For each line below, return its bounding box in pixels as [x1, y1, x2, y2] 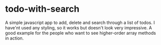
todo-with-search [5, 3, 80, 15]
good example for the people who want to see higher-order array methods [5, 30, 156, 36]
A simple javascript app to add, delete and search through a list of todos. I [5, 20, 155, 25]
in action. [5, 35, 24, 41]
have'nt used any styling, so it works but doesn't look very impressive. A [5, 24, 152, 30]
